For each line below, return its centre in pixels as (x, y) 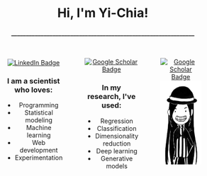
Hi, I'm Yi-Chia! (103, 13)
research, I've (112, 97)
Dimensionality (117, 136)
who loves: (34, 90)
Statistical (39, 113)
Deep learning (117, 151)
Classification (117, 128)
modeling (39, 120)
